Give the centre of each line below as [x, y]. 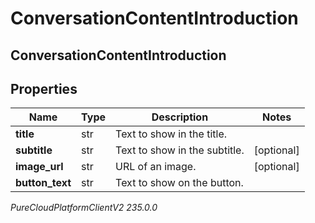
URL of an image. [156, 167]
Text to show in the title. [171, 134]
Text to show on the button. [179, 183]
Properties [44, 88]
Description [180, 117]
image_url [39, 167]
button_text [43, 183]
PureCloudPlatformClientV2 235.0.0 [84, 208]
